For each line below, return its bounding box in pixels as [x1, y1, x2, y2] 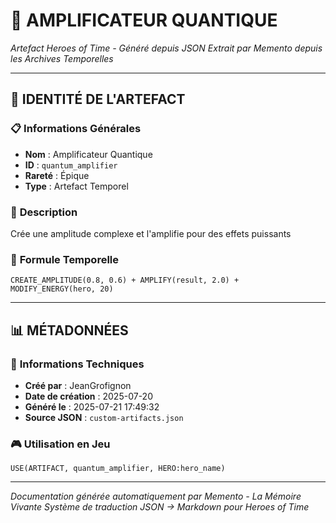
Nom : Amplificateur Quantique [24, 148, 153, 160]
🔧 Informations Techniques [10, 357, 145, 371]
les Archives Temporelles [10, 52, 114, 64]
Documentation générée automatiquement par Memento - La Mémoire [10, 490, 302, 503]
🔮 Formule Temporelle [10, 252, 120, 266]
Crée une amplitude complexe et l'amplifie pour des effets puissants [10, 227, 292, 239]
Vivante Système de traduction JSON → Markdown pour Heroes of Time [10, 501, 310, 513]
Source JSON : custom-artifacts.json [24, 411, 184, 423]
